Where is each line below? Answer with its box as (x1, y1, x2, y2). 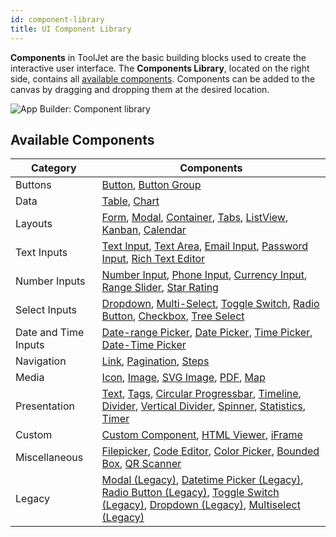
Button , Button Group (101, 178, 202, 192)
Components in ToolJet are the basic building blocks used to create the (10, 51, 307, 63)
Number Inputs (15, 274, 86, 288)
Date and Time (15, 326, 85, 340)
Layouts (15, 217, 53, 231)
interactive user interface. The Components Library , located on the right (10, 62, 310, 74)
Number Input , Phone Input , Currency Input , (101, 268, 308, 282)
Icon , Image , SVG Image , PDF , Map (101, 371, 266, 385)
